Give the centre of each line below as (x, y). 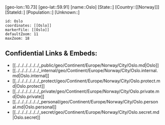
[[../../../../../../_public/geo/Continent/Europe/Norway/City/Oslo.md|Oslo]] (85, 65)
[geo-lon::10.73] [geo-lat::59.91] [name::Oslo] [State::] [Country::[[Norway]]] (82, 7)
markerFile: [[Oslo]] (27, 30)
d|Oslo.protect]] (29, 86)
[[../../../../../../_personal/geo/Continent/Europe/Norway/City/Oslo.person (85, 101)
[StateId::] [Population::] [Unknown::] (42, 12)
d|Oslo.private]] (28, 96)
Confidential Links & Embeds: (51, 53)
